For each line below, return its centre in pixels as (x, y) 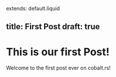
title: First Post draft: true (53, 27)
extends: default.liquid (33, 8)
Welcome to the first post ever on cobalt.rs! (59, 68)
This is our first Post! (58, 52)
